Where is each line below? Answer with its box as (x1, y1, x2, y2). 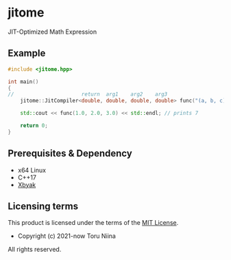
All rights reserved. (8, 246, 62, 254)
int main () (8, 78, 39, 85)
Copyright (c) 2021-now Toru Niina (17, 232, 116, 240)
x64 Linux (17, 166, 47, 174)
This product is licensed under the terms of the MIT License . (8, 219, 179, 227)
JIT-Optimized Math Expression (8, 28, 97, 36)
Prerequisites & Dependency (8, 148, 132, 160)
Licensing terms (8, 200, 78, 212)
